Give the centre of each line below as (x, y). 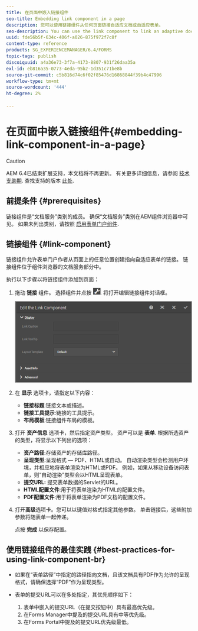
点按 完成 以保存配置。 (42, 529)
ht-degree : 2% (24, 94)
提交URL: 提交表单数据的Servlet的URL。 (72, 482)
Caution (16, 161)
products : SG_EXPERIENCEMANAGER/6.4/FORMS (59, 50)
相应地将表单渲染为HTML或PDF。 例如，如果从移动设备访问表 (114, 467)
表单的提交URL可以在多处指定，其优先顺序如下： (74, 594)
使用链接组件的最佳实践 (49, 550)
